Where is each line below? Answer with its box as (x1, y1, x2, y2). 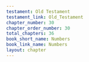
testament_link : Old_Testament (6, 14, 84, 20)
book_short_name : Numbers (6, 36, 70, 42)
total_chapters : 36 (6, 31, 55, 37)
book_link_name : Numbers (6, 42, 68, 48)
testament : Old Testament (6, 8, 70, 15)
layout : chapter (6, 47, 46, 53)
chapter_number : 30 (6, 19, 55, 25)
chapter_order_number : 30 (6, 25, 70, 31)
